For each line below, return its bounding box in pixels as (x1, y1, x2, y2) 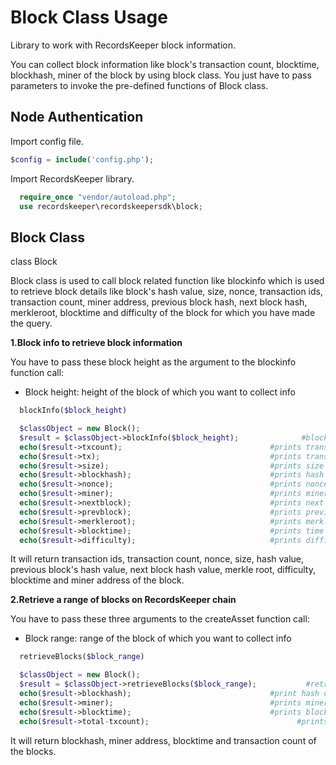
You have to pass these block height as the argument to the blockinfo (10, 356, 297, 368)
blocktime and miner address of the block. (10, 574, 185, 586)
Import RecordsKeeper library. (10, 172, 135, 185)
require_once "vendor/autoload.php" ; (19, 192, 177, 202)
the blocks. (10, 745, 57, 757)
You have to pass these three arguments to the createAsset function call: (10, 613, 310, 625)
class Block (10, 256, 58, 268)
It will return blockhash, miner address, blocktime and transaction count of (10, 734, 317, 746)
